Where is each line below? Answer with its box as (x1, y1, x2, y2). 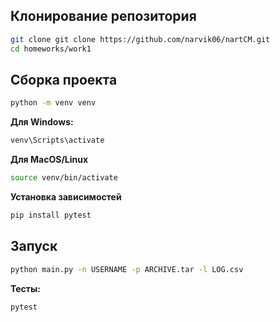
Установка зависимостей (10, 191, 122, 203)
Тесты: (10, 282, 42, 294)
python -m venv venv (10, 98, 97, 108)
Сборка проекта (10, 71, 118, 88)
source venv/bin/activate (10, 173, 118, 183)
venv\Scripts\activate (10, 135, 105, 146)
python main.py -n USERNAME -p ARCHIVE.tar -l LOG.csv (10, 264, 244, 274)
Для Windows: (10, 116, 74, 128)
